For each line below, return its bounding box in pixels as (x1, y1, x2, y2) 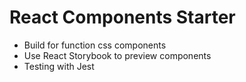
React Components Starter (9, 6, 236, 29)
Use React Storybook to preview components (23, 49, 212, 61)
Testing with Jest (23, 60, 95, 72)
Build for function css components (23, 39, 167, 51)
